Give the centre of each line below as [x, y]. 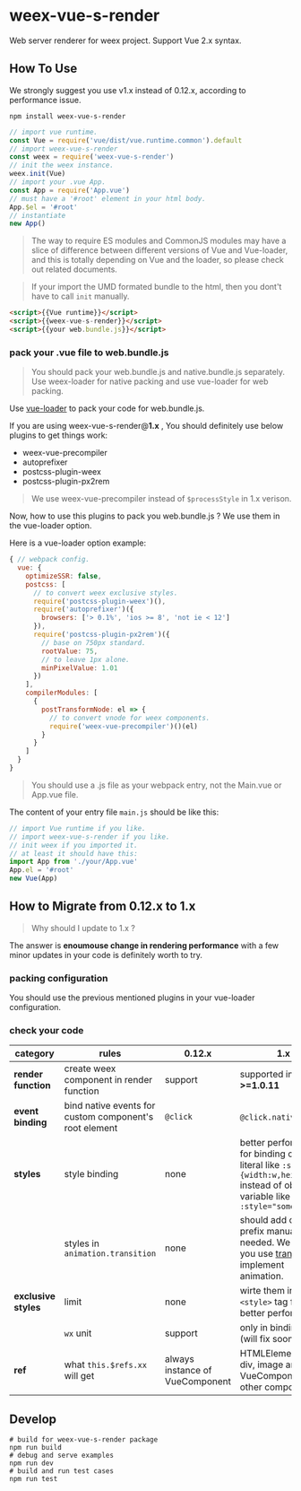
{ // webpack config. [50, 560]
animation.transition [110, 1254]
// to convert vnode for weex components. [129, 718]
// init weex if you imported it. [74, 845]
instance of [188, 1371]
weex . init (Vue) [38, 174]
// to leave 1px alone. [86, 659]
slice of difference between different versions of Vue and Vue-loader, [159, 250]
